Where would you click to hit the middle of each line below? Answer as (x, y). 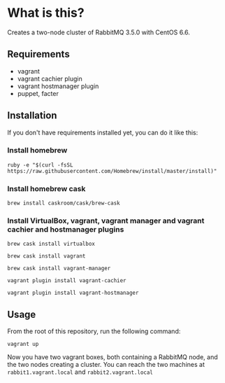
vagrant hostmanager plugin (58, 86)
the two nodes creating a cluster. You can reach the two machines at (106, 365)
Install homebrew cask (46, 188)
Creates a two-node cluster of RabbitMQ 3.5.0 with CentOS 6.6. (99, 32)
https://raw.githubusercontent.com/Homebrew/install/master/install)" (112, 171)
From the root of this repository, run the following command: (94, 331)
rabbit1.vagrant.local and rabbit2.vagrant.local (80, 372)
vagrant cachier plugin (50, 78)
